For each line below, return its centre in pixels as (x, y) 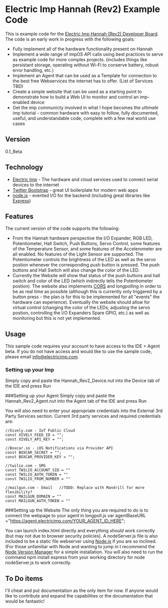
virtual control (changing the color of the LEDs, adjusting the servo (81, 308)
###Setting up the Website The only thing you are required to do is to (77, 510)
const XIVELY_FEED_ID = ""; (35, 435)
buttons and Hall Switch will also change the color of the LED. (76, 270)
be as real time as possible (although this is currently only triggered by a (87, 292)
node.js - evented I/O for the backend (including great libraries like (81, 195)
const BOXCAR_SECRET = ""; (33, 453)
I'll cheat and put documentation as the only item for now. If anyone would (82, 590)
